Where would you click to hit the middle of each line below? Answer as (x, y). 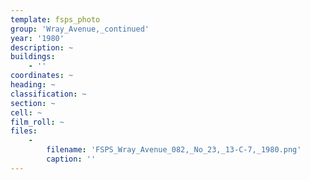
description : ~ (42, 47)
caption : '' (71, 159)
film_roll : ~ (37, 122)
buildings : (33, 57)
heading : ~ (33, 85)
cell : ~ (26, 112)
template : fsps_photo (55, 19)
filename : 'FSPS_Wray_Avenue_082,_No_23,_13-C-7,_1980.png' (174, 150)
